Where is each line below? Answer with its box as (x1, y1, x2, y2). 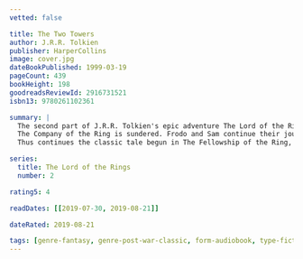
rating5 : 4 (9, 187, 50, 197)
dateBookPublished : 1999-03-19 (9, 63, 127, 72)
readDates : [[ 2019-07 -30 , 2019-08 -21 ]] (9, 204, 160, 213)
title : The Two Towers (9, 29, 95, 39)
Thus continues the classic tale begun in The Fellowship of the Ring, (17, 138, 293, 147)
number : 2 (17, 171, 54, 180)
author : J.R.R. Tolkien (9, 38, 99, 47)
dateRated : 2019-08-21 (9, 220, 95, 229)
